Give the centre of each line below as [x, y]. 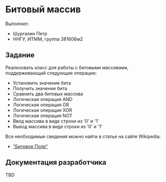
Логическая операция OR [41, 105]
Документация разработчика [56, 163]
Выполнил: [17, 24]
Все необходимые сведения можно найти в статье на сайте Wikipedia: [83, 136]
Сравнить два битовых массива [48, 94]
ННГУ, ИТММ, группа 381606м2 [48, 39]
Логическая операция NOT [43, 115]
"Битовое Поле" [30, 146]
